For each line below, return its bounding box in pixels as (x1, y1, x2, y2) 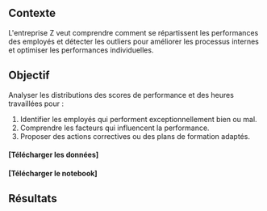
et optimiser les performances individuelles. (8, 44, 154, 55)
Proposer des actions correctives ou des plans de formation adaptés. (19, 131, 250, 141)
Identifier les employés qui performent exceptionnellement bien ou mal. (19, 114, 257, 124)
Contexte (8, 6, 56, 20)
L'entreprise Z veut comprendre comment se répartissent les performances (8, 27, 259, 37)
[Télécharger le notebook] (8, 168, 98, 178)
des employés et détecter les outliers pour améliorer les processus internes (8, 36, 260, 46)
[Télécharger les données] (8, 150, 99, 160)
